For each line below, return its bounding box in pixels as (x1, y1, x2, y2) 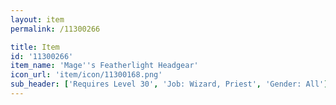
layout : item (10, 14, 65, 25)
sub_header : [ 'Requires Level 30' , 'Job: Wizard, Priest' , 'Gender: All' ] (10, 79, 329, 90)
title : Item (10, 42, 60, 52)
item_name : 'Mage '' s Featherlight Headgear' (10, 61, 199, 71)
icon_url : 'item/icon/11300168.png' (10, 70, 163, 80)
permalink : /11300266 (10, 24, 101, 34)
